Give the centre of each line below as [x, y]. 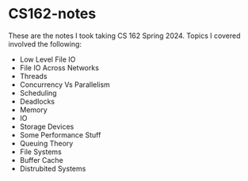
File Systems [40, 152]
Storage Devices [47, 126]
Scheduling [38, 92]
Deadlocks [37, 101]
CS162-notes [52, 14]
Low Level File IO [48, 59]
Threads [33, 76]
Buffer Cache [41, 160]
